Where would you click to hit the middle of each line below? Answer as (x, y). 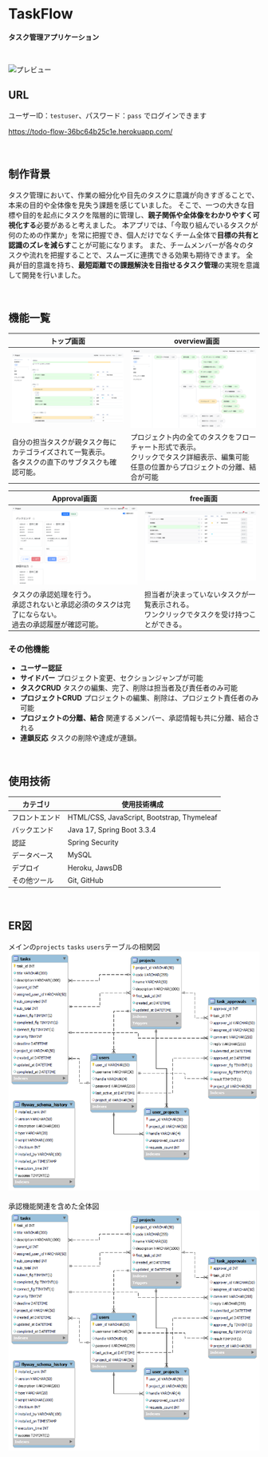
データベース (33, 855)
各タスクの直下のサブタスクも (61, 461)
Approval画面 (74, 498)
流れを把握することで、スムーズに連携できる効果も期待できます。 (137, 255)
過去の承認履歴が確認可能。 (57, 624)
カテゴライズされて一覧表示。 (61, 452)
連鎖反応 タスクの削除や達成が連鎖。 (80, 738)
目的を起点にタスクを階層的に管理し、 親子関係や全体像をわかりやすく (137, 215)
